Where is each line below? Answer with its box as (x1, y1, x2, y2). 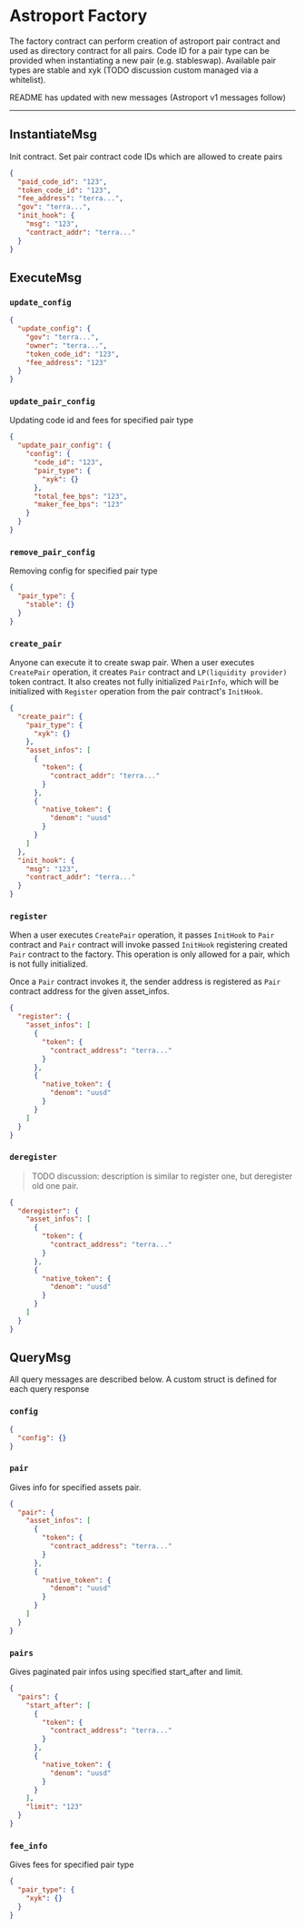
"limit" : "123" (25, 1802, 84, 1811)
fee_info (9, 1841, 48, 1851)
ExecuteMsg (9, 269, 83, 285)
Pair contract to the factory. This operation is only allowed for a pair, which (9, 949, 290, 960)
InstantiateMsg (9, 127, 97, 142)
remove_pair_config (9, 547, 95, 557)
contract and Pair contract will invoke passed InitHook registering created (9, 939, 288, 950)
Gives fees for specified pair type (9, 1859, 134, 1871)
